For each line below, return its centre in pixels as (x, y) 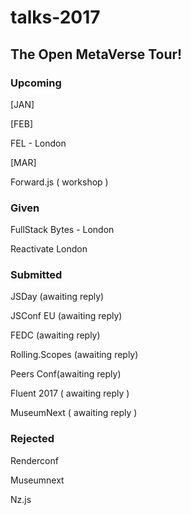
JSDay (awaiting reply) (57, 297)
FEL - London (38, 143)
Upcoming (36, 83)
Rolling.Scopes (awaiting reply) (74, 355)
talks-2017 (55, 17)
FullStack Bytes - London (62, 230)
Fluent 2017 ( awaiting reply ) (70, 393)
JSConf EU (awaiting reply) (66, 316)
